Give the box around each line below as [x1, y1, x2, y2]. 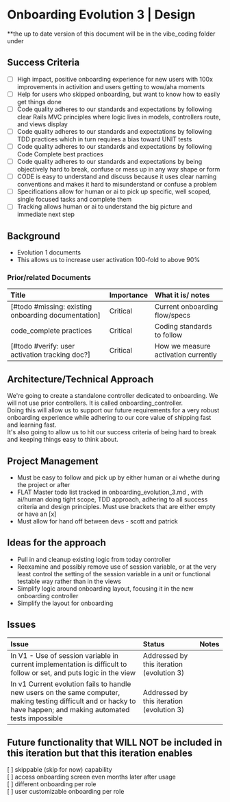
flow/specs [154, 311, 190, 320]
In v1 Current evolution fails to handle [10, 679, 131, 689]
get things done [16, 97, 62, 106]
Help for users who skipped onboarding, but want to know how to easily [16, 90, 220, 98]
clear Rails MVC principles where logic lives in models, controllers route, [16, 113, 221, 121]
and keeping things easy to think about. [7, 436, 118, 444]
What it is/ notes [154, 290, 210, 300]
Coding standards [154, 322, 212, 331]
